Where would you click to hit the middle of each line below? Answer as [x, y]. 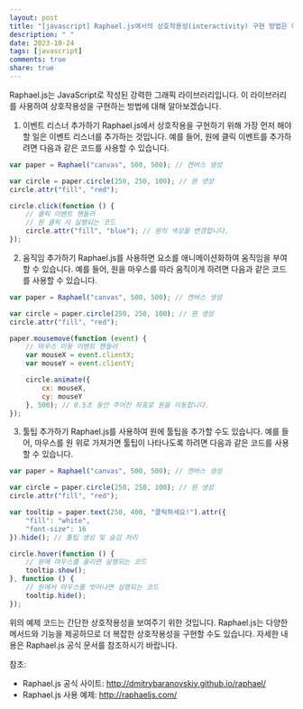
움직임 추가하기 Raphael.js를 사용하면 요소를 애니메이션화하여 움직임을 [147, 257]
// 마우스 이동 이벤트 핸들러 [72, 347]
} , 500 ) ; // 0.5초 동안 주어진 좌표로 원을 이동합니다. [118, 405]
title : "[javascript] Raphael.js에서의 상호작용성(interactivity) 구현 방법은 [149, 26]
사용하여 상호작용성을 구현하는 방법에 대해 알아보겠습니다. [120, 106]
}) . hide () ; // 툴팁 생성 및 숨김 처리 [73, 538]
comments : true [38, 60]
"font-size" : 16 [56, 529]
